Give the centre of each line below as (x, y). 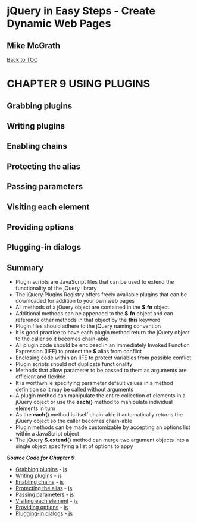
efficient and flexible (40, 377)
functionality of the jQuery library (56, 288)
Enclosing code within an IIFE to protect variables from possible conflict (103, 358)
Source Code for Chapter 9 (41, 458)
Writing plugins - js (38, 476)
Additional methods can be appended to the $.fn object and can (94, 314)
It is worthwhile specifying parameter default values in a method (94, 383)
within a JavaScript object (47, 434)
